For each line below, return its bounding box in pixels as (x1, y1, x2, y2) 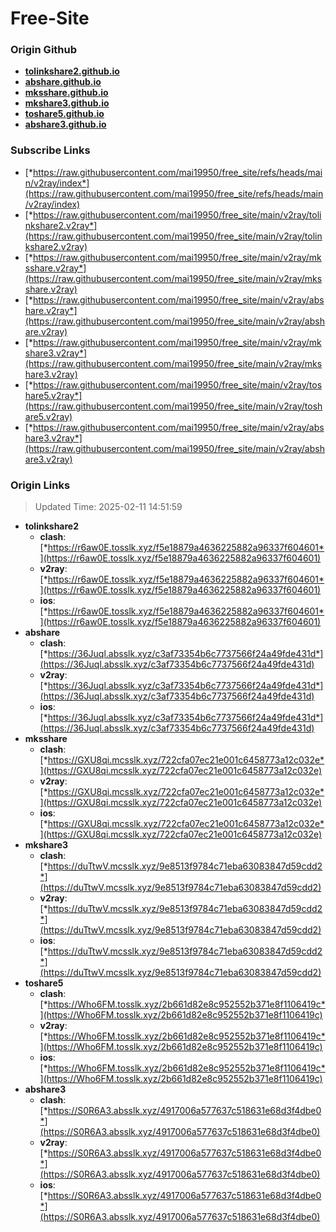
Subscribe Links (10, 143, 91, 157)
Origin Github (10, 43, 78, 57)
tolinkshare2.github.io (24, 65, 120, 77)
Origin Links (10, 478, 71, 492)
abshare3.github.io (24, 118, 107, 131)
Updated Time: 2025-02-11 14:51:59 (34, 501, 183, 513)
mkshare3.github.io (24, 97, 110, 109)
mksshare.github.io (24, 87, 109, 99)
